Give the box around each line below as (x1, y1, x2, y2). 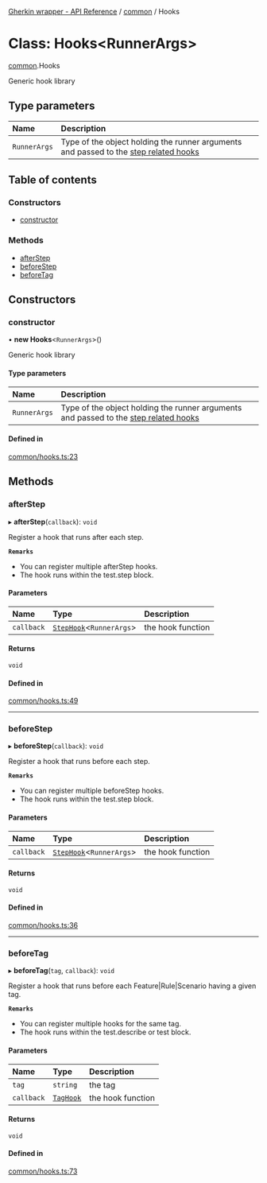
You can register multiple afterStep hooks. (19, 561, 158, 571)
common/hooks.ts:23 (8, 452, 78, 461)
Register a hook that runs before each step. (8, 757, 151, 766)
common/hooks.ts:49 (8, 696, 79, 706)
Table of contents (8, 173, 97, 187)
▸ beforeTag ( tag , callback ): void (8, 966, 115, 975)
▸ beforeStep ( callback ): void (8, 741, 104, 751)
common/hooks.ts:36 (8, 921, 78, 930)
